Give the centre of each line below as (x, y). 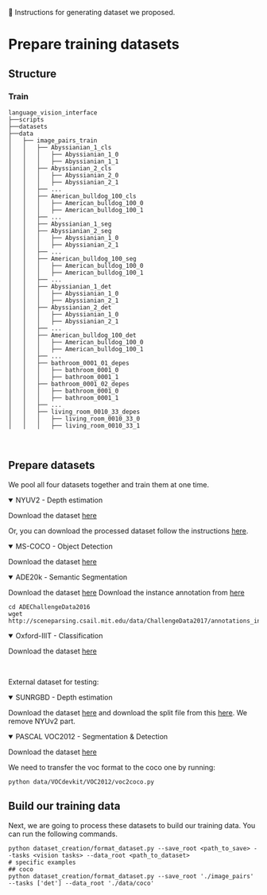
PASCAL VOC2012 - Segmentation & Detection (92, 736)
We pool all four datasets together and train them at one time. (108, 484)
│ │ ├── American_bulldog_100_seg (72, 258)
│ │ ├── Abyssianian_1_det (60, 286)
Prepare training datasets (94, 45)
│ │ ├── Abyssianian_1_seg (60, 224)
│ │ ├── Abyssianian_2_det (60, 307)
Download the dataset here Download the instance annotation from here (126, 592)
